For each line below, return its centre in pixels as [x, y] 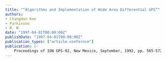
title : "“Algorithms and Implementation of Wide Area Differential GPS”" [83, 10]
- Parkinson [17, 23]
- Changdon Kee [21, 19]
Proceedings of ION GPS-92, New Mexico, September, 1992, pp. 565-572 [88, 51]
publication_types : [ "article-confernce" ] [49, 42]
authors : [14, 14]
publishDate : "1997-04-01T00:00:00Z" [44, 37]
